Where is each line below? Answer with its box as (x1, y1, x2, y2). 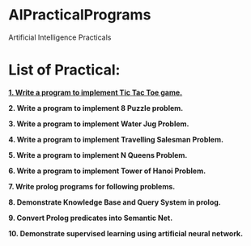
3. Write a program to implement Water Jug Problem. (8, 119, 189, 129)
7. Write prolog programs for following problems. (8, 181, 176, 191)
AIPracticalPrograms (8, 6, 151, 24)
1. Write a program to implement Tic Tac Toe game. (8, 87, 183, 97)
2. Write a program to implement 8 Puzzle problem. (8, 103, 184, 112)
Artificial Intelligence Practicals (8, 32, 112, 42)
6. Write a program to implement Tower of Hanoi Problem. (8, 166, 206, 176)
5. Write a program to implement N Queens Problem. (8, 150, 188, 159)
